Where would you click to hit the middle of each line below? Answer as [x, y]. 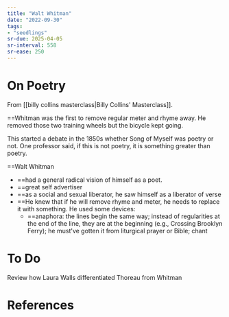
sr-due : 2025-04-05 [35, 39]
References [40, 305]
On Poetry [37, 86]
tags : [15, 26]
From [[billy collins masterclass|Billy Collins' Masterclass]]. [90, 104]
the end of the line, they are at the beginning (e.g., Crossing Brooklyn [125, 223]
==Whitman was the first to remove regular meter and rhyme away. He [107, 118]
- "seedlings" [27, 33]
